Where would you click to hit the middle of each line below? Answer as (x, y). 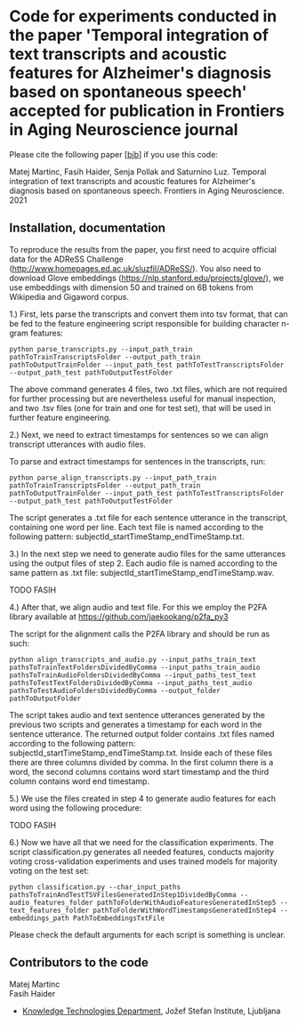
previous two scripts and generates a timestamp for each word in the (136, 724)
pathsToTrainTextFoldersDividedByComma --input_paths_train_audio (135, 667)
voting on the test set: (49, 870)
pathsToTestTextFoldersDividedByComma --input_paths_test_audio (131, 682)
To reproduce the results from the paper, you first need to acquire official (143, 249)
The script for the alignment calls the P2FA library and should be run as (140, 634)
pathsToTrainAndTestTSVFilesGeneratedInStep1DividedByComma (123, 895)
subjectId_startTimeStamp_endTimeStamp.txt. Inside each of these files (141, 753)
